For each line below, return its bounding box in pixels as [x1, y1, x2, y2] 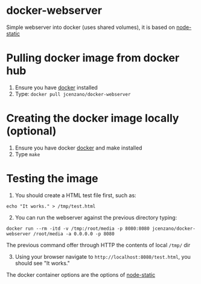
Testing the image [6, 172, 98, 185]
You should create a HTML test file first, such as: [14, 191, 137, 199]
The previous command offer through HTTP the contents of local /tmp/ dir [6, 241, 191, 248]
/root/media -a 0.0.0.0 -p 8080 [33, 230, 115, 237]
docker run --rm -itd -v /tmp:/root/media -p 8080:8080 [6, 226, 150, 232]
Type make [14, 150, 40, 157]
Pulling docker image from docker [6, 51, 180, 65]
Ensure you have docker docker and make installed [14, 144, 142, 151]
